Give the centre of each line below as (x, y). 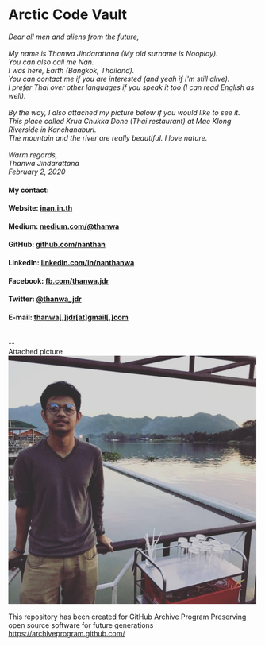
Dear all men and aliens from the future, (74, 37)
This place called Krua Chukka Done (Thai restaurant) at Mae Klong (120, 121)
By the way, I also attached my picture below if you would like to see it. (124, 112)
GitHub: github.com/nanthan (57, 245)
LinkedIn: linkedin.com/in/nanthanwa (71, 262)
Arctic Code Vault (68, 15)
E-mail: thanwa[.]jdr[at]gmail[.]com (68, 317)
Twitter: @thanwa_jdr (45, 299)
